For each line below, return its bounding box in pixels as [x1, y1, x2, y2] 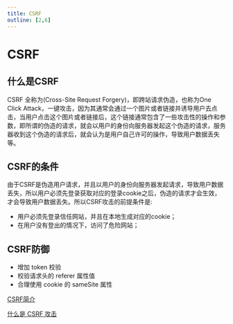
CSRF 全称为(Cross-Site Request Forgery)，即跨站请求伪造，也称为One [7, 95, 212, 104]
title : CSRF [7, 10, 42, 17]
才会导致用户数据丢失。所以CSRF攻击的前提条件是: [7, 198, 153, 206]
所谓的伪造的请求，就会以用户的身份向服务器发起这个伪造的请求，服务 [25, 121, 226, 129]
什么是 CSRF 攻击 [7, 309, 58, 318]
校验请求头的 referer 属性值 [17, 271, 96, 280]
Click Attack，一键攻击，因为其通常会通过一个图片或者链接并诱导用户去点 [7, 104, 218, 112]
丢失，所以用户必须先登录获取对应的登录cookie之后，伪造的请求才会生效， [7, 189, 221, 197]
